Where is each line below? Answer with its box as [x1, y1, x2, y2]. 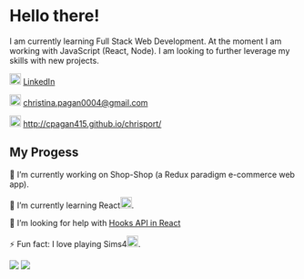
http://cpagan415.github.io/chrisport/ [22, 118, 162, 129]
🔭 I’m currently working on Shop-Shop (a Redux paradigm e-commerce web [9, 169, 296, 180]
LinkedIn [22, 76, 56, 87]
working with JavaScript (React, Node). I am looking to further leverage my [9, 45, 290, 56]
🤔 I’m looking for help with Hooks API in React [9, 217, 181, 228]
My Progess [9, 145, 79, 160]
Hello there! [9, 5, 100, 26]
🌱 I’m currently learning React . [9, 200, 135, 211]
